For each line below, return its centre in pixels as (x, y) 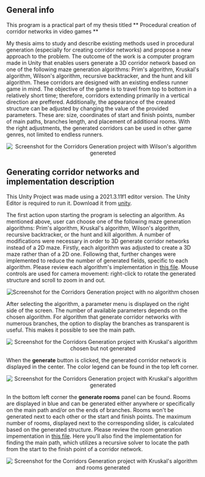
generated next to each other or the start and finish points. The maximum (99, 416)
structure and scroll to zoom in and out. (56, 280)
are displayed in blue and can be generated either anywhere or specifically (101, 403)
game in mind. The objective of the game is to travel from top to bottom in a (102, 89)
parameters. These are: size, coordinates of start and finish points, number (101, 115)
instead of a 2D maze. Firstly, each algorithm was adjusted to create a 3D (99, 247)
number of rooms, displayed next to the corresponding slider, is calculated (100, 423)
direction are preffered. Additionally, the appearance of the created (91, 102)
